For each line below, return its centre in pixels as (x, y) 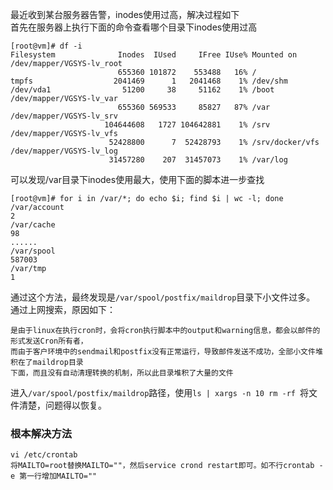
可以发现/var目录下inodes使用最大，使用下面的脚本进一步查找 (137, 179)
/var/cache (33, 225)
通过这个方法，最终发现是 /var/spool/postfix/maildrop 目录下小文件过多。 (163, 297)
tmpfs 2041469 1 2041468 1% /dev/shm (149, 81)
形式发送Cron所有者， (49, 341)
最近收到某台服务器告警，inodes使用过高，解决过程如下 (125, 14)
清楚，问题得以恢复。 (62, 405)
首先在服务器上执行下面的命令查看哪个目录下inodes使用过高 (134, 27)
